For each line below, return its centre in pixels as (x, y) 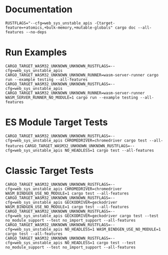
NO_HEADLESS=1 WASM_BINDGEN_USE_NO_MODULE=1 (113, 229)
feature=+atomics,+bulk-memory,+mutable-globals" (59, 27)
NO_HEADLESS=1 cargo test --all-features (109, 150)
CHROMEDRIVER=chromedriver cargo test (106, 140)
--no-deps (36, 32)
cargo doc (125, 27)
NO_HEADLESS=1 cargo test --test (100, 243)
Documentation (39, 9)
